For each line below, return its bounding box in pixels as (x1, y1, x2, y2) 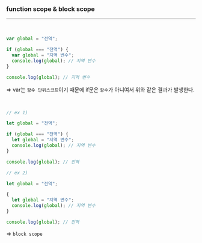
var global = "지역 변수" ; (11, 52, 74, 58)
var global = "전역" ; (6, 35, 58, 42)
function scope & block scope (6, 5, 95, 13)
